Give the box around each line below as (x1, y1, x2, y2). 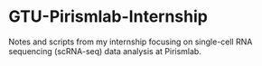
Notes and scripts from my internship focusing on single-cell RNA (8, 36, 253, 47)
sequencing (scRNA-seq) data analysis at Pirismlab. (8, 45, 202, 56)
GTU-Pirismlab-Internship (8, 6, 209, 27)
